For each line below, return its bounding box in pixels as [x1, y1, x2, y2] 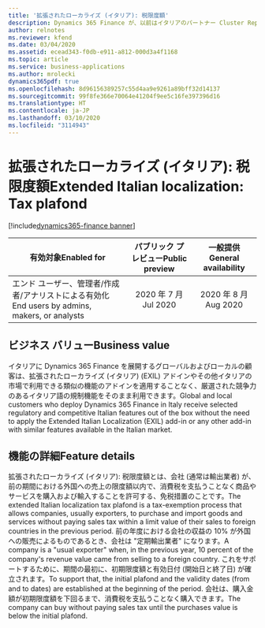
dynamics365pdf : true [8, 77, 80, 85]
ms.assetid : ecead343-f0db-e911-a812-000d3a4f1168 [8, 48, 178, 56]
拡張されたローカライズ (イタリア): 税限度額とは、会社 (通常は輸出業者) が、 [8, 472, 256, 481]
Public [162, 253, 188, 264]
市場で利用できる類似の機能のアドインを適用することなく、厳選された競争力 [8, 381, 257, 390]
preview [144, 263, 175, 274]
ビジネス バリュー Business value [8, 339, 170, 352]
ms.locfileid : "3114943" [8, 121, 90, 129]
